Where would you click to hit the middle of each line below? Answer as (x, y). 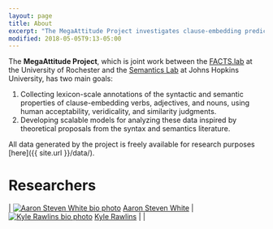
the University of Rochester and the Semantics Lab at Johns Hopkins (124, 70)
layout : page (30, 16)
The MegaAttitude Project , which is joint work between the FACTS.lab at (131, 61)
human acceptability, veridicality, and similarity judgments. (118, 112)
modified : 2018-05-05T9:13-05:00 (65, 38)
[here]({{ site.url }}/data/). (52, 153)
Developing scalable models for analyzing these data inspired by (128, 120)
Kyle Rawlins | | (120, 217)
